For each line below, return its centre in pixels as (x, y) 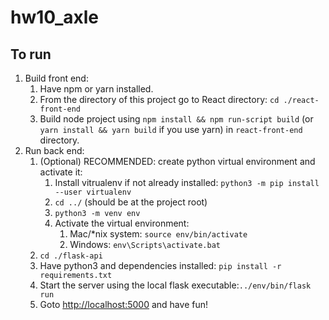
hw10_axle (55, 17)
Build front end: (56, 78)
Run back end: (54, 150)
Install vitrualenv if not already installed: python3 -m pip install (187, 182)
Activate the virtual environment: (122, 223)
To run (31, 54)
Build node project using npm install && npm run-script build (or (176, 119)
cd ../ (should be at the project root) (131, 202)
